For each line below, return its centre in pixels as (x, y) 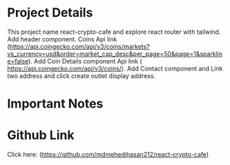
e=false (18, 61)
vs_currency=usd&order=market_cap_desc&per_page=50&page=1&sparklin (115, 54)
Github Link (41, 135)
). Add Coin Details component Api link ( (86, 61)
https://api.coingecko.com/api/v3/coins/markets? (79, 46)
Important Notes (55, 104)
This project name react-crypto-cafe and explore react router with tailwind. (114, 32)
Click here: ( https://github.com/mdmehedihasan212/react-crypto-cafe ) (108, 155)
